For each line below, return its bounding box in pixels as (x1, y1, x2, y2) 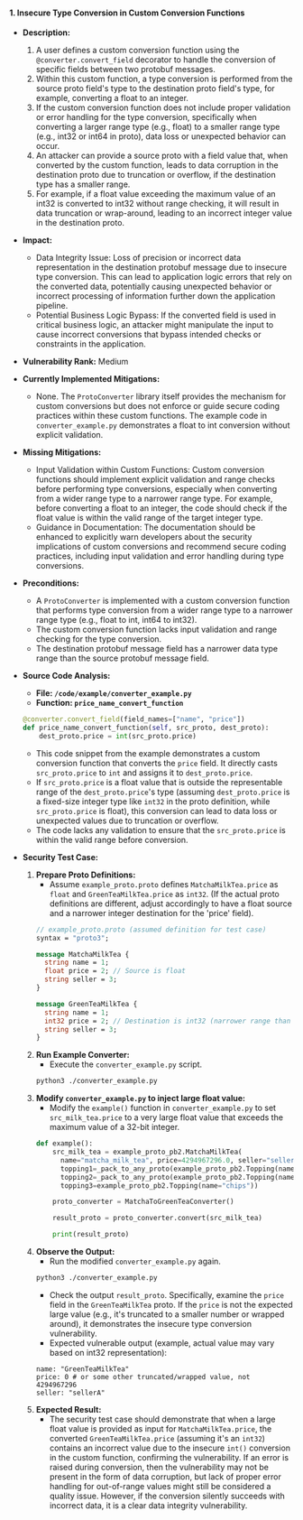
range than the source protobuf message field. (35, 653, 210, 663)
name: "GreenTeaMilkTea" (35, 1364, 130, 1374)
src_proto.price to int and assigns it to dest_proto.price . (35, 767, 253, 778)
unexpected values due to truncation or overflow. (35, 815, 219, 826)
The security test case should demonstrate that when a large (49, 1413, 276, 1424)
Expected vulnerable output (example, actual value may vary (49, 1337, 275, 1349)
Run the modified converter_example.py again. (49, 1256, 221, 1267)
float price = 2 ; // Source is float (43, 967, 187, 976)
